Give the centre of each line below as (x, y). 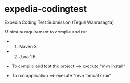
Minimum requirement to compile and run (46, 32)
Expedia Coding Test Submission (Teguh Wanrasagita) (59, 22)
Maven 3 (28, 46)
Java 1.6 (27, 56)
